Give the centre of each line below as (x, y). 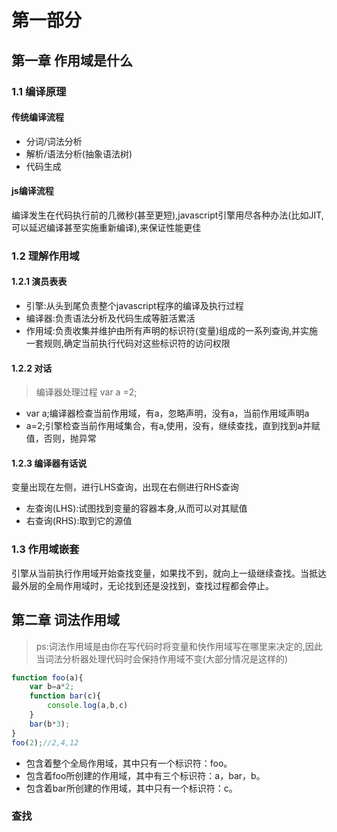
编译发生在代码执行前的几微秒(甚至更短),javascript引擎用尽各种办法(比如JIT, (167, 215)
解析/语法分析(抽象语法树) (79, 153)
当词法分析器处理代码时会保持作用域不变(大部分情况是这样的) (162, 658)
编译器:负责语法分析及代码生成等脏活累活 (110, 318)
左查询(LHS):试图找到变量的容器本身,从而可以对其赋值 (136, 508)
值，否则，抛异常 (61, 438)
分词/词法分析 (54, 141)
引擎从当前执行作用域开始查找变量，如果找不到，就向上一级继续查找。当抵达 (169, 573)
